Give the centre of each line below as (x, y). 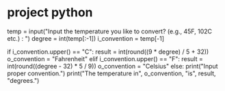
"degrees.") (23, 80)
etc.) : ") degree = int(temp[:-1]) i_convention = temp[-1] (86, 38)
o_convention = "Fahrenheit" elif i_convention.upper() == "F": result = (105, 58)
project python (50, 13)
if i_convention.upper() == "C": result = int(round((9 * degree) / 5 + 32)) (108, 52)
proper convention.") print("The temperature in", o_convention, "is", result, (112, 73)
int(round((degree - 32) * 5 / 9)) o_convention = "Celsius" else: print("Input (112, 66)
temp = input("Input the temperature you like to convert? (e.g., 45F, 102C (110, 31)
